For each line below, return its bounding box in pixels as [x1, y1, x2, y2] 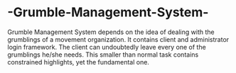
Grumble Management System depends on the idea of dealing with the [7, 28, 215, 36]
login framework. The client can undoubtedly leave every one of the [7, 43, 206, 51]
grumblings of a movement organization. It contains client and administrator [7, 35, 230, 43]
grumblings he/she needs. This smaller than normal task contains [7, 50, 199, 59]
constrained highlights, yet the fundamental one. [7, 57, 149, 66]
